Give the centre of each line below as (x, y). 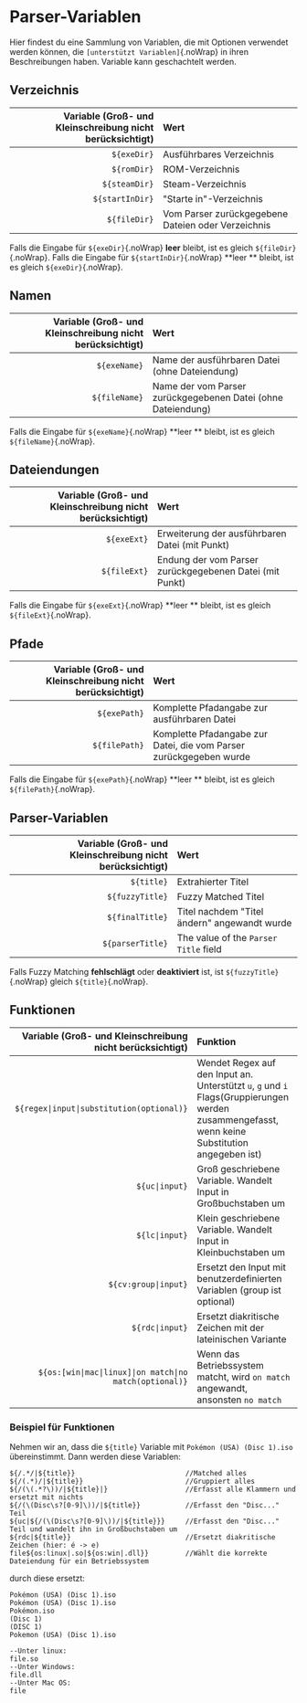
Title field (199, 949)
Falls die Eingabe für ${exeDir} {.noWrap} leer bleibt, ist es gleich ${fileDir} (153, 248)
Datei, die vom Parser (199, 746)
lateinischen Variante (242, 1338)
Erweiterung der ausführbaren (222, 534)
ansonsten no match (239, 1400)
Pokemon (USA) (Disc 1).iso (63, 1635)
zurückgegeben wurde (202, 757)
